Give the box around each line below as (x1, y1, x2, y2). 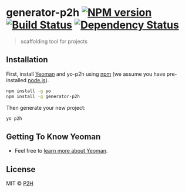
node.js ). (28, 76, 49, 83)
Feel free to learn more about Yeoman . (14, 147, 108, 154)
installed (6, 76, 27, 83)
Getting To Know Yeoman (6, 132, 101, 142)
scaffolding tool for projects (20, 38, 88, 45)
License (6, 164, 36, 174)
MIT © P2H (6, 180, 34, 187)
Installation (6, 55, 48, 65)
